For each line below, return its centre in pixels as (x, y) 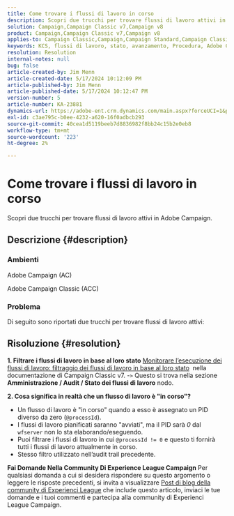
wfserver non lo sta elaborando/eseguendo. (80, 432)
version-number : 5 (34, 98)
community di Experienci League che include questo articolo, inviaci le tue (114, 490)
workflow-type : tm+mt (39, 130)
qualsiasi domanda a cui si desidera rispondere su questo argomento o (109, 475)
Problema (24, 306)
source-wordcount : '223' (43, 137)
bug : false (23, 66)
